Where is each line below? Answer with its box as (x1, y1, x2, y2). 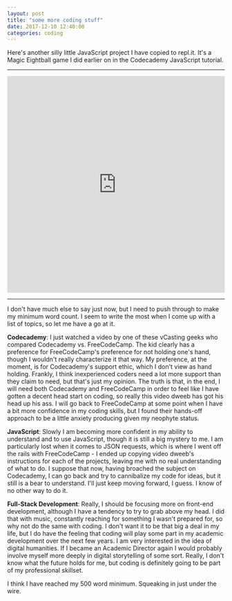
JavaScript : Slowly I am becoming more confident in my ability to (7, 428, 193, 436)
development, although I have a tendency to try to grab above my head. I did (7, 507, 225, 516)
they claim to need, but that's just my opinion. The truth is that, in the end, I (7, 377, 221, 385)
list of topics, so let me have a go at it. (7, 320, 115, 328)
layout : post (7, 10, 45, 17)
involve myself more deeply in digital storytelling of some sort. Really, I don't (7, 552, 224, 560)
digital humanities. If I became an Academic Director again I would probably (7, 544, 222, 552)
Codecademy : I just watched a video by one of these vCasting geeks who (7, 333, 218, 342)
